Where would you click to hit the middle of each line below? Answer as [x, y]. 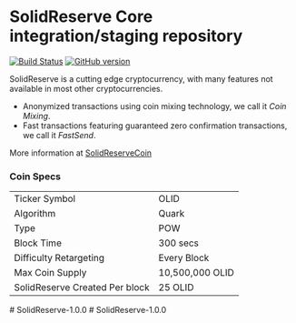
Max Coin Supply [50, 273]
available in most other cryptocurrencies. [86, 88]
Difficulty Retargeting [59, 258]
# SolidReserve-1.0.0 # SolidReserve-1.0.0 [88, 310]
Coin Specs [35, 177]
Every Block [184, 258]
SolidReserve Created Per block [82, 288]
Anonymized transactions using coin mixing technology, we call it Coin [154, 106]
